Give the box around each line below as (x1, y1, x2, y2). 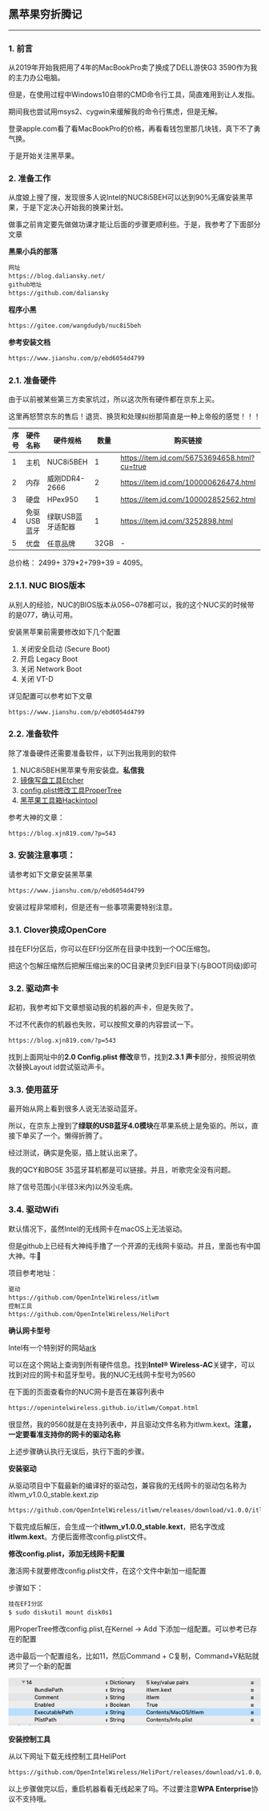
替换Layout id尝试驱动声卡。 (14, 1062, 110, 1072)
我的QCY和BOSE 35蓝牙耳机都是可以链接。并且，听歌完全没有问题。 (8, 1165, 235, 1175)
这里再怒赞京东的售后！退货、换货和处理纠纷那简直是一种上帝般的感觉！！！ (8, 411, 261, 421)
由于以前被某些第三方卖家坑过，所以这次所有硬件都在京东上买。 (8, 394, 219, 403)
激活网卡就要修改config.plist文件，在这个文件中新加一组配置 (8, 1566, 207, 1576)
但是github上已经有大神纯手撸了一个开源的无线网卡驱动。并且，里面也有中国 (8, 1241, 261, 1250)
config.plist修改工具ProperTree (19, 785, 122, 795)
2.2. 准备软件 (8, 728, 59, 739)
